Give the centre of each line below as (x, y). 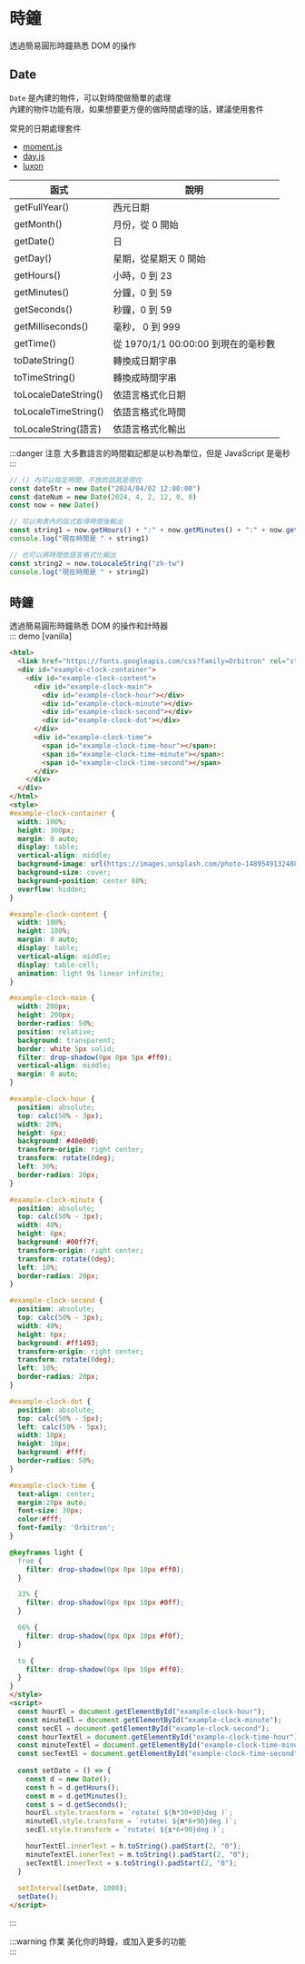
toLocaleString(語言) (58, 429)
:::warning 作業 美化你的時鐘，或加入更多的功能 (98, 1941)
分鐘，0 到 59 (143, 293)
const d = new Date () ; (69, 1779)
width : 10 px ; (42, 1435)
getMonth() (39, 223)
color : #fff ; (40, 1519)
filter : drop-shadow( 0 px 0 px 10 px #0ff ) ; (105, 1603)
